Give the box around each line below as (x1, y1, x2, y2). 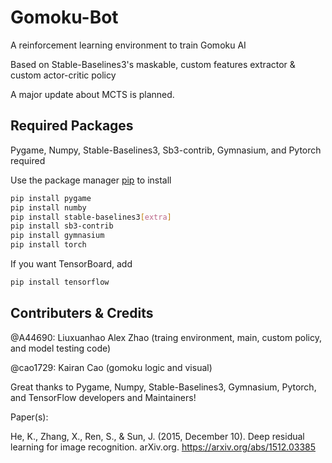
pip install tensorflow (10, 277, 110, 287)
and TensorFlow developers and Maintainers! (10, 391, 197, 403)
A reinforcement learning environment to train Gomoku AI (10, 39, 247, 51)
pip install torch (10, 240, 87, 250)
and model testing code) (10, 342, 112, 354)
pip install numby (10, 202, 87, 213)
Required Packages (10, 117, 134, 135)
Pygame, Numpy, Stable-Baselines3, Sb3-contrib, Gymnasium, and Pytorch (10, 144, 322, 156)
